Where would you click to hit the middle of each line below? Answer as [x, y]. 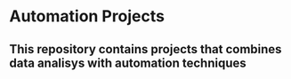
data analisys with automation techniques [128, 63]
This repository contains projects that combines [145, 49]
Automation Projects [87, 16]
